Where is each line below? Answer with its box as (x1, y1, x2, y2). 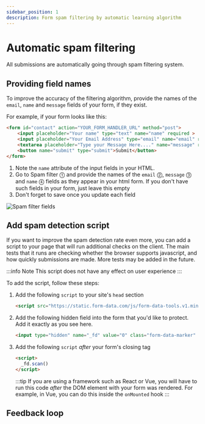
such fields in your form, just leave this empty (15, 184, 130, 192)
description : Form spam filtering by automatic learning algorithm (6, 15, 182, 21)
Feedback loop (6, 408, 64, 419)
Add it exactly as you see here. (15, 320, 93, 328)
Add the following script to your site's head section (15, 291, 144, 299)
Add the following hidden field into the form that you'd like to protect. (15, 314, 189, 322)
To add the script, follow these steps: (6, 280, 99, 287)
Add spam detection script (6, 220, 110, 230)
